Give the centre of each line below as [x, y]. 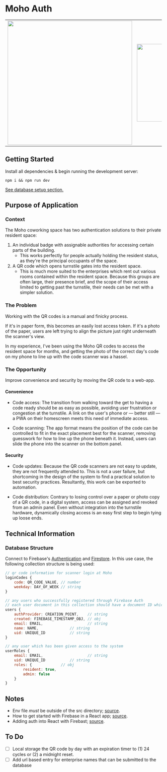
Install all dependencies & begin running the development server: [72, 171]
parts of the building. [34, 250]
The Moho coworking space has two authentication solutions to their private [83, 230]
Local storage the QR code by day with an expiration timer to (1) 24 [81, 749]
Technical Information [40, 533]
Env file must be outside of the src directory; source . [66, 711]
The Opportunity [26, 369]
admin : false [37, 674]
